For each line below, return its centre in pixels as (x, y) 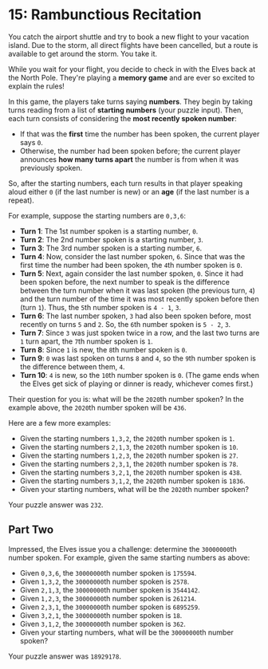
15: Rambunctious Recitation (105, 15)
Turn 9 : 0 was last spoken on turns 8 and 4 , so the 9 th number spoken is (138, 358)
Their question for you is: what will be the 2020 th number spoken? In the (126, 399)
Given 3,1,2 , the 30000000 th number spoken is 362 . (102, 624)
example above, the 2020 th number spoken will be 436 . (97, 407)
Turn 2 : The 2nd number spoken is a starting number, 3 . (111, 239)
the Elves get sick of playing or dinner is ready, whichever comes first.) (136, 384)
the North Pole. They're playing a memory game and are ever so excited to (132, 77)
